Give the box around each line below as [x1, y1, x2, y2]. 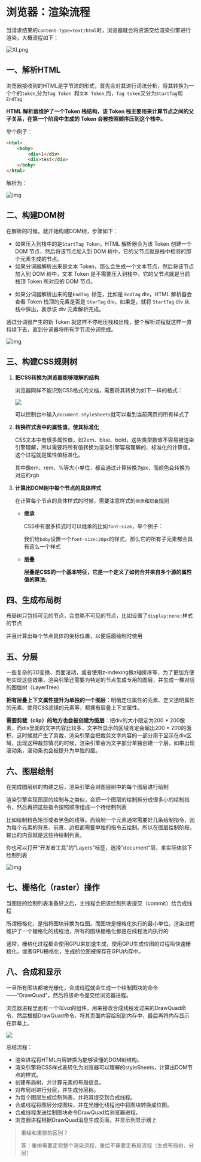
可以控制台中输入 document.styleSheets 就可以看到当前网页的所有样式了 [14, 410, 190, 418]
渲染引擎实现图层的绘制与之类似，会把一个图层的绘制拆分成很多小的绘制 [6, 796, 184, 803]
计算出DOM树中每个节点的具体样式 [14, 484, 102, 491]
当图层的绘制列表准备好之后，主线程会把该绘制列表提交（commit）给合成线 [6, 899, 193, 907]
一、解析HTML [6, 65, 61, 75]
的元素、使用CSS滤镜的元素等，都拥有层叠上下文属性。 [6, 704, 143, 711]
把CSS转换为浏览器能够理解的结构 [14, 374, 100, 381]
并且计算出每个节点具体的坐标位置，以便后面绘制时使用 [6, 632, 142, 640]
